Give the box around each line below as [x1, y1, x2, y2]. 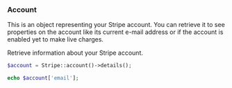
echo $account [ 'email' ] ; [7, 75, 79, 82]
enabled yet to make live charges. [7, 35, 104, 44]
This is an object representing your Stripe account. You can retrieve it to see [7, 21, 226, 29]
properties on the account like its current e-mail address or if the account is [7, 28, 224, 36]
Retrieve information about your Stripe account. [7, 49, 144, 57]
